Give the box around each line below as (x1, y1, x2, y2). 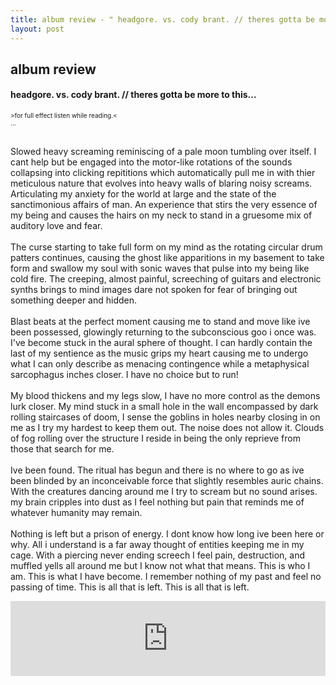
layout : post (10, 24, 65, 34)
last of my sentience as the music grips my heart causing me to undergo (10, 347, 309, 360)
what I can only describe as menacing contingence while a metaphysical (10, 358, 310, 370)
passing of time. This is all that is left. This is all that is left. (10, 581, 250, 593)
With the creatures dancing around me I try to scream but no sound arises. (10, 486, 318, 498)
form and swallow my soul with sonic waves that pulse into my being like (10, 262, 310, 275)
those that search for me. (10, 443, 115, 455)
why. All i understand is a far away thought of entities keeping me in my (10, 539, 305, 551)
